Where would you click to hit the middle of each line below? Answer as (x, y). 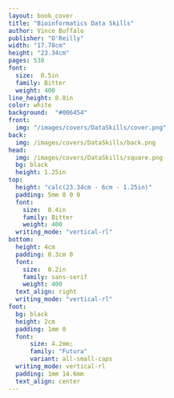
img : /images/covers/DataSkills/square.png (89, 157)
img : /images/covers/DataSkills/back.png (86, 142)
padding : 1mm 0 (41, 329)
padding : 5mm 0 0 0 (48, 195)
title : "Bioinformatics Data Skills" (71, 23)
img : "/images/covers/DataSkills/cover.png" (91, 128)
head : (17, 150)
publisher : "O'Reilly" (46, 38)
